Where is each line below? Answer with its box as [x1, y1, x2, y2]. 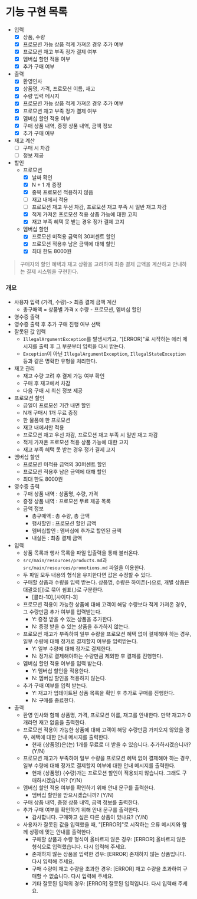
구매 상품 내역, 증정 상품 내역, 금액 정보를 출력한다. [22, 799, 139, 806]
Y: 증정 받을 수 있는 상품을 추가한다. [31, 615, 114, 622]
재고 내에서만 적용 [22, 424, 64, 431]
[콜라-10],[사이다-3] [31, 593, 78, 601]
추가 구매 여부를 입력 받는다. [22, 682, 88, 689]
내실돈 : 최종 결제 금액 [31, 534, 83, 542]
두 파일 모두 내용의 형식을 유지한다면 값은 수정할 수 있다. [22, 571, 152, 578]
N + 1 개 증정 [31, 181, 62, 188]
